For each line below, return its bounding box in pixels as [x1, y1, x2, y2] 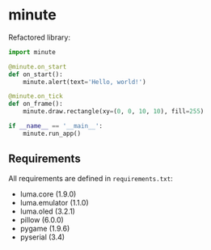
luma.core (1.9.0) [19, 189, 77, 199]
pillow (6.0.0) [19, 214, 65, 224]
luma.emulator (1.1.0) [19, 197, 89, 207]
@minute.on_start [8, 62, 67, 70]
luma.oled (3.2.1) [19, 206, 75, 216]
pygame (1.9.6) [19, 223, 70, 233]
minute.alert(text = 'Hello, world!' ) [23, 78, 147, 86]
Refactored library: [8, 32, 71, 42]
